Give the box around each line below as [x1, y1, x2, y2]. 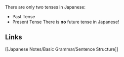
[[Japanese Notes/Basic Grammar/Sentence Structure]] [5, 46, 119, 52]
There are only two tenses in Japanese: [5, 4, 85, 10]
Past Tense [12, 14, 36, 19]
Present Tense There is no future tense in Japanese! [12, 19, 120, 25]
